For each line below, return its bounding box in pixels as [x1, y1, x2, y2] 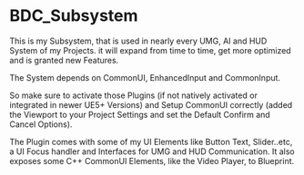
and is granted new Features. [9, 54, 119, 65]
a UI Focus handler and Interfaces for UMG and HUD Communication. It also [9, 146, 295, 157]
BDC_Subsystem [9, 5, 138, 26]
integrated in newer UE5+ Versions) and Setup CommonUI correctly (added [9, 99, 293, 110]
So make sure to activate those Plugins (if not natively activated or [9, 90, 258, 101]
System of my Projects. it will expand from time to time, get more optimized [9, 44, 291, 55]
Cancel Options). [9, 119, 73, 130]
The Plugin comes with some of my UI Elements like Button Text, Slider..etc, [9, 136, 293, 147]
